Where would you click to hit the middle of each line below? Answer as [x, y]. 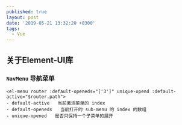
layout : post [23, 17]
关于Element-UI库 [40, 60]
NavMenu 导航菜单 [30, 79]
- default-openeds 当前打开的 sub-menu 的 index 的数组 [76, 109]
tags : [13, 29]
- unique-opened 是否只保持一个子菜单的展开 [60, 116]
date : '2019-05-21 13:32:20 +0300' [51, 23]
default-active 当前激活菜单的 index [58, 103]
